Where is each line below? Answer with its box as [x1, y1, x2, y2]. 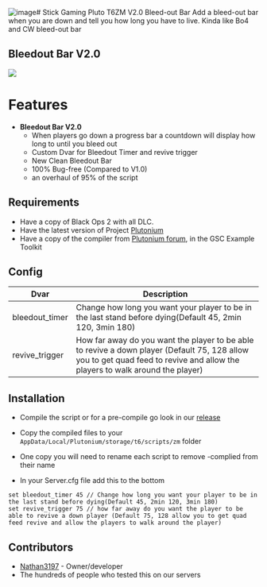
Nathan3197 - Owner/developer [19, 562, 123, 571]
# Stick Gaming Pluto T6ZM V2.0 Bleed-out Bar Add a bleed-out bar [36, 8, 259, 17]
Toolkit [19, 242, 42, 252]
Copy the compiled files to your [19, 428, 123, 438]
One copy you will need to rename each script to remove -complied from [19, 452, 258, 461]
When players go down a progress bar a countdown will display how [31, 130, 256, 140]
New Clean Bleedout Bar [31, 156, 113, 165]
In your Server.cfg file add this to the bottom [19, 476, 165, 485]
